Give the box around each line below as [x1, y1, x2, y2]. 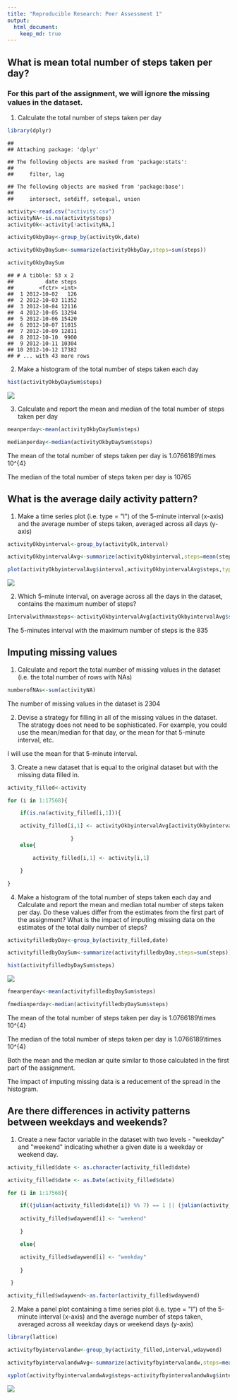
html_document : [13, 23, 59, 30]
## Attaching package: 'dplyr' [7, 146, 99, 153]
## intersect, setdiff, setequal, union [7, 195, 140, 202]
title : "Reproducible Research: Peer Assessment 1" [7, 10, 162, 18]
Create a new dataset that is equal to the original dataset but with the [17, 763, 219, 771]
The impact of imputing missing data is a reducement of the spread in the [7, 1077, 221, 1085]
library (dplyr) [7, 127, 52, 134]
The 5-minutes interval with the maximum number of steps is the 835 [7, 626, 208, 634]
